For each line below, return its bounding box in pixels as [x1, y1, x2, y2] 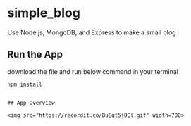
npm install [7, 81, 42, 88]
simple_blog [7, 5, 81, 21]
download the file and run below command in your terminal [7, 67, 178, 75]
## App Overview [7, 99, 55, 106]
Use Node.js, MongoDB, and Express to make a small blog [7, 28, 176, 37]
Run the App [7, 49, 63, 61]
